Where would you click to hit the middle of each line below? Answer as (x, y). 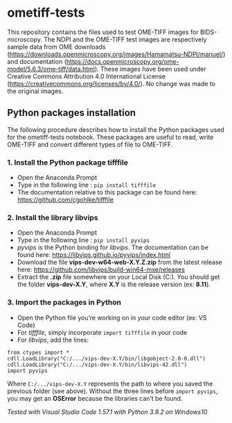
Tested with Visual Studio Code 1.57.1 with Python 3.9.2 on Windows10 (107, 412)
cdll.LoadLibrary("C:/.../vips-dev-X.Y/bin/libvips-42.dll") (97, 365)
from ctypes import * (38, 352)
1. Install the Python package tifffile (68, 163)
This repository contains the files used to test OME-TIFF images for (103, 32)
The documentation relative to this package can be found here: (107, 192)
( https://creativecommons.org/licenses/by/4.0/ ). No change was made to (111, 83)
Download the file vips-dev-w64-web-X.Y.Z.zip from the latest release (120, 263)
